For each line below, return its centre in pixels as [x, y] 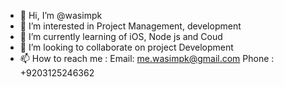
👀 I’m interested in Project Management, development [130, 26]
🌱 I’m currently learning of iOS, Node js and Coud [121, 36]
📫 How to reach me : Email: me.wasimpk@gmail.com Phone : [147, 58]
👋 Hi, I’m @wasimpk [61, 15]
